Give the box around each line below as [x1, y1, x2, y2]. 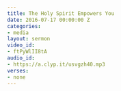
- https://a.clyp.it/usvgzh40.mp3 [7, 61, 106, 68]
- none [7, 73, 26, 81]
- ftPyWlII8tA [7, 49, 48, 55]
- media [7, 29, 29, 36]
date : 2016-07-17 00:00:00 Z [7, 16, 90, 23]
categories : [7, 23, 41, 29]
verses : [7, 67, 29, 74]
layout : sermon [7, 36, 51, 42]
